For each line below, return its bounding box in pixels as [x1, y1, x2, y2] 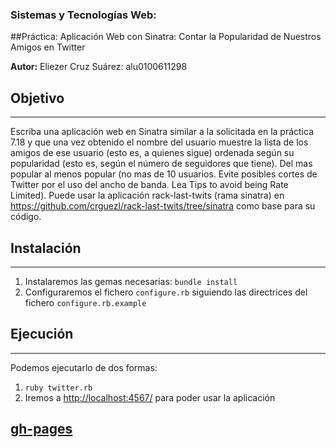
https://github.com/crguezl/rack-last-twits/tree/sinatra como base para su [10, 200, 316, 212]
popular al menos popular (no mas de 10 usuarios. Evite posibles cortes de [10, 168, 318, 180]
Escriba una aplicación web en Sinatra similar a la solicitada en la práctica [10, 126, 315, 138]
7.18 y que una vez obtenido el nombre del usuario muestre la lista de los [10, 136, 309, 148]
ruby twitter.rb [24, 383, 93, 393]
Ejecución [10, 326, 74, 343]
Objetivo [10, 89, 65, 107]
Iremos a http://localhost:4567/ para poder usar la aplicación [24, 391, 276, 403]
